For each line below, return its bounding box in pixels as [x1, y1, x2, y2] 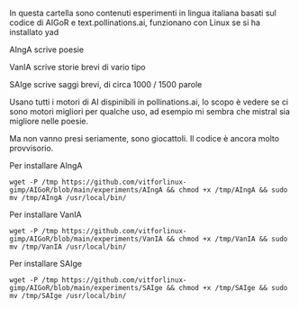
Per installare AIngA [9, 160, 83, 170]
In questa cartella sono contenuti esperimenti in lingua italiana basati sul [9, 8, 277, 18]
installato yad [9, 27, 59, 37]
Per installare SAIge [9, 259, 83, 268]
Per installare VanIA [9, 209, 83, 220]
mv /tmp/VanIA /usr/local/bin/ [9, 242, 127, 251]
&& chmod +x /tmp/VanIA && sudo [166, 234, 288, 243]
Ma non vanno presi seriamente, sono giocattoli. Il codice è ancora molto [9, 133, 280, 143]
